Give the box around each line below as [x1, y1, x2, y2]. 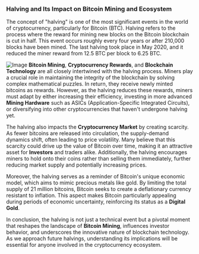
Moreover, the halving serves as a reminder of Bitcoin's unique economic [6, 173, 185, 180]
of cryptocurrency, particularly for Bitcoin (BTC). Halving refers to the [6, 24, 176, 32]
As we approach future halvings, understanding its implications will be [6, 235, 178, 242]
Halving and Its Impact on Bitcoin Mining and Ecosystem [6, 5, 172, 13]
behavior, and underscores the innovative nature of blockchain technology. [6, 228, 189, 236]
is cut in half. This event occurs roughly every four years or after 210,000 [6, 37, 185, 45]
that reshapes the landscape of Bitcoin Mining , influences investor [6, 222, 170, 230]
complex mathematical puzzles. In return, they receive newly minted [6, 80, 173, 87]
